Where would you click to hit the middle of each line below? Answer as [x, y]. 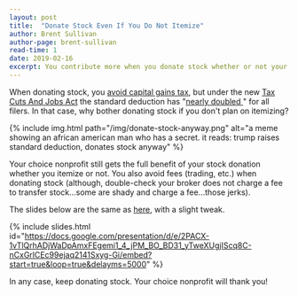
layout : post [33, 17]
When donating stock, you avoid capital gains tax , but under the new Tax [142, 92]
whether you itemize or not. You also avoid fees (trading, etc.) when [133, 173]
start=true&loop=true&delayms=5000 [78, 264]
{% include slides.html [50, 226]
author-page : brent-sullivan [63, 42]
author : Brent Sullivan [53, 34]
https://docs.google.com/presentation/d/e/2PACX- [117, 236]
